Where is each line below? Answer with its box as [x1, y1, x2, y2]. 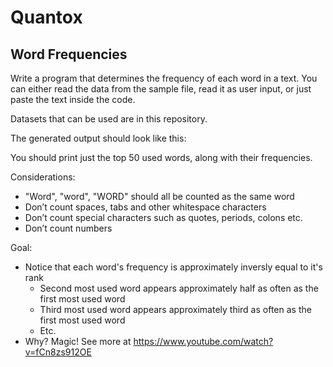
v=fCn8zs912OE [24, 346, 92, 358]
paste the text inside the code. [10, 94, 136, 105]
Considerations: [10, 171, 76, 183]
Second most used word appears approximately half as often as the [39, 282, 319, 294]
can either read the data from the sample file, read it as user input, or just [10, 83, 312, 95]
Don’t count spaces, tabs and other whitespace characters [24, 201, 267, 213]
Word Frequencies [10, 46, 128, 63]
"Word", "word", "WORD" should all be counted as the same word [24, 191, 295, 202]
